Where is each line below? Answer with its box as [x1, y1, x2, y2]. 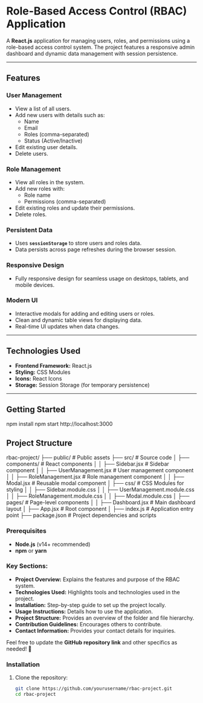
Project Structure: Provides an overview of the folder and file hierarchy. [14, 614, 195, 621]
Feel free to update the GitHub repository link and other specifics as [6, 638, 178, 646]
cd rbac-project [14, 692, 56, 698]
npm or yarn [14, 547, 47, 554]
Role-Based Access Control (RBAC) [6, 4, 187, 18]
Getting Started [6, 405, 66, 415]
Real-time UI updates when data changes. [14, 323, 120, 330]
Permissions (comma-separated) [24, 197, 106, 205]
